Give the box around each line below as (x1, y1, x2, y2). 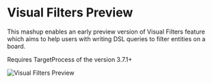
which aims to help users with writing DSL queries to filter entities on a (7, 34, 206, 43)
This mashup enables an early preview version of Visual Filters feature (7, 27, 205, 36)
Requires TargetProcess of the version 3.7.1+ (7, 55, 133, 63)
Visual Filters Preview (7, 5, 133, 21)
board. (7, 42, 26, 50)
